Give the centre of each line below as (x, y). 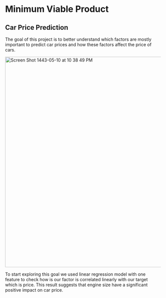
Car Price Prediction (37, 28)
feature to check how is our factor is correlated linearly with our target (77, 279)
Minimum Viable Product (57, 9)
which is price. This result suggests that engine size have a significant (77, 285)
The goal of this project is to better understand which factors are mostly (78, 39)
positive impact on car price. (34, 290)
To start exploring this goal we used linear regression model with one (75, 274)
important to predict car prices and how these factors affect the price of (78, 45)
